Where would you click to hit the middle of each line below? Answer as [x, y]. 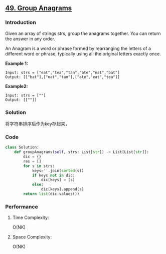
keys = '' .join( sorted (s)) [58, 170]
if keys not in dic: [53, 175]
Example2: [17, 86]
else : [38, 184]
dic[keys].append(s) [62, 189]
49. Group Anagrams [39, 8]
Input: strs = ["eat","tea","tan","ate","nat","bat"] [63, 72]
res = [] [32, 161]
